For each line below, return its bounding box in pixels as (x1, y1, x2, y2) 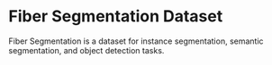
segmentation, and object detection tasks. (8, 45, 165, 55)
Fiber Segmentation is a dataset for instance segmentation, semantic (8, 36, 264, 46)
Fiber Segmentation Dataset (8, 6, 223, 27)
